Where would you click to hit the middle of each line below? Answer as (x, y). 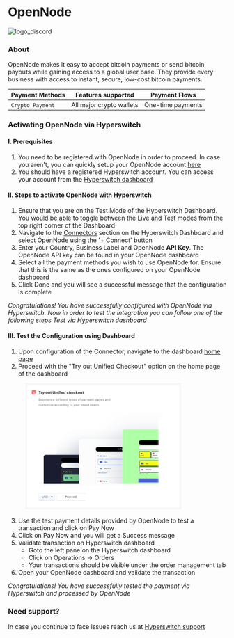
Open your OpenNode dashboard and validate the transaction (107, 573)
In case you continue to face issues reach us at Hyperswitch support (107, 626)
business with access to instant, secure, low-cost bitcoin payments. (105, 79)
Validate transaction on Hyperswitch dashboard (86, 543)
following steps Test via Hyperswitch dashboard (77, 320)
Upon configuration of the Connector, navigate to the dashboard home (119, 351)
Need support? (34, 612)
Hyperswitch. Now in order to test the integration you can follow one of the (116, 312)
